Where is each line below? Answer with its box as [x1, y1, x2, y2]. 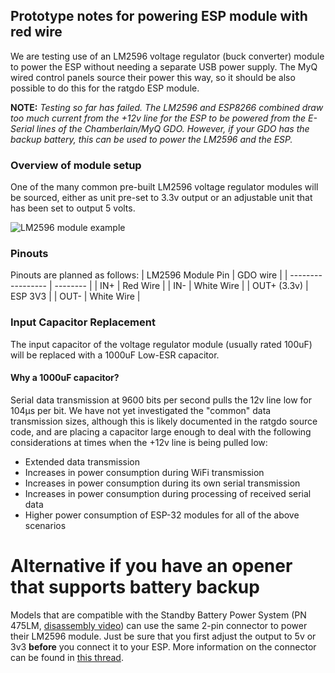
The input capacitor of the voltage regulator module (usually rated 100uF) [10, 338, 313, 350]
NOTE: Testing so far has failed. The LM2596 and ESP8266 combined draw [10, 101, 324, 113]
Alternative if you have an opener [10, 555, 293, 578]
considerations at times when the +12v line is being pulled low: [10, 436, 268, 448]
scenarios [24, 519, 67, 531]
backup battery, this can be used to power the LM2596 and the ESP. [10, 133, 293, 145]
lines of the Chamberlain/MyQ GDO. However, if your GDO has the [36, 122, 310, 134]
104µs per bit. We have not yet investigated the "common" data [10, 404, 272, 416]
